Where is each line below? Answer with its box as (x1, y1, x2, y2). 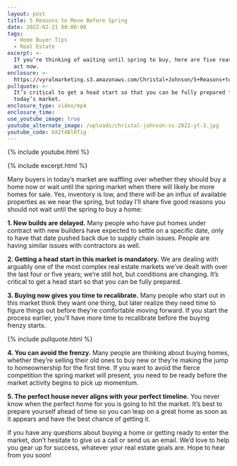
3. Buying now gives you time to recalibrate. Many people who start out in (7, 291, 226, 300)
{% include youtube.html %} (7, 148, 90, 156)
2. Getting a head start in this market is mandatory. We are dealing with (7, 255, 219, 263)
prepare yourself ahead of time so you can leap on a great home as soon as (7, 407, 228, 416)
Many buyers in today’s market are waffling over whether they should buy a (7, 175, 226, 184)
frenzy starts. (7, 321, 47, 330)
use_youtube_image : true (7, 115, 80, 122)
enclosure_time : (7, 109, 55, 116)
